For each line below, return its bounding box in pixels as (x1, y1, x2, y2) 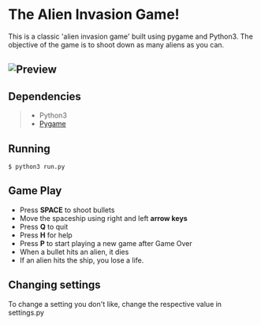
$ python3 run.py (8, 162, 65, 170)
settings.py (8, 308, 45, 317)
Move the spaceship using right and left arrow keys (19, 213, 188, 222)
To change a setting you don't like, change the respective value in (8, 299, 222, 308)
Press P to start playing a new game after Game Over (19, 238, 192, 248)
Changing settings (8, 278, 101, 292)
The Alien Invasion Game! (8, 6, 180, 24)
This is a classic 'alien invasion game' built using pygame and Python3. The (8, 32, 254, 41)
